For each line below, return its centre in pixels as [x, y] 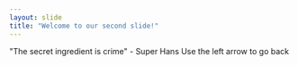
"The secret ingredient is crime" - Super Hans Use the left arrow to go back [149, 51]
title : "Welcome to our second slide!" [84, 26]
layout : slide [36, 17]
